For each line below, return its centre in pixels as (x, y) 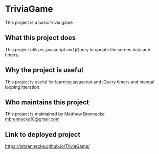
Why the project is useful (44, 70)
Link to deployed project (43, 134)
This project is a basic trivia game (39, 22)
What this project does (40, 38)
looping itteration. (23, 87)
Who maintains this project (47, 102)
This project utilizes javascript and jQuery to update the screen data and (78, 49)
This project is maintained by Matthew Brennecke (55, 114)
